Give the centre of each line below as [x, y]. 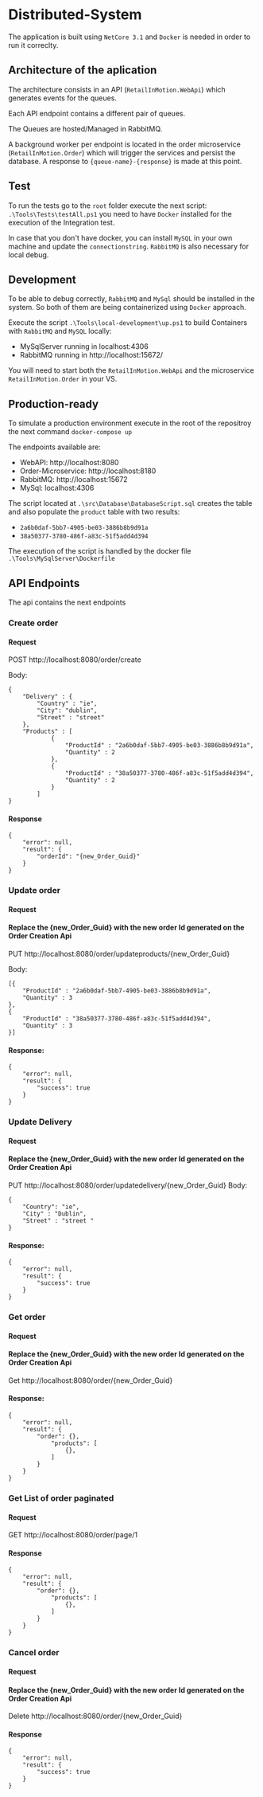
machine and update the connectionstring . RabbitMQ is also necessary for [129, 246]
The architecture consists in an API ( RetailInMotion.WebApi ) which [117, 89]
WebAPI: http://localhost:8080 [69, 463]
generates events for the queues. [63, 98]
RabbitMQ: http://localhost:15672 [74, 480]
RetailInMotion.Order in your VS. [63, 379]
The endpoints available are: [54, 447]
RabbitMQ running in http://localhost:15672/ [91, 355]
